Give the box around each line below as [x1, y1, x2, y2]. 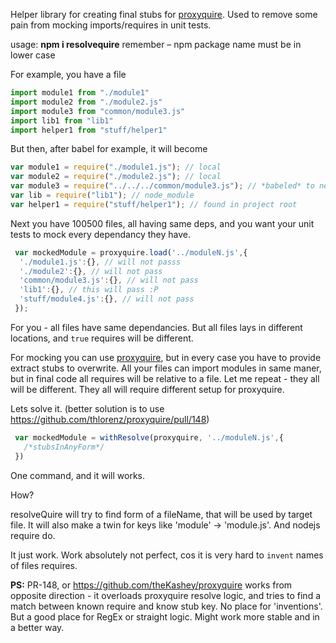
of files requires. [10, 559, 78, 571]
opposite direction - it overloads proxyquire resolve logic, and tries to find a [10, 589, 322, 601]
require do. [10, 529, 56, 541]
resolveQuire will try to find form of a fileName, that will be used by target [10, 508, 313, 520]
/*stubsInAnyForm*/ [23, 442, 105, 452]
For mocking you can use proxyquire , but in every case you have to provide [10, 351, 322, 363]
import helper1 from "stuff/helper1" [10, 125, 168, 135]
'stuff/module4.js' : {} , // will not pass [19, 294, 195, 304]
